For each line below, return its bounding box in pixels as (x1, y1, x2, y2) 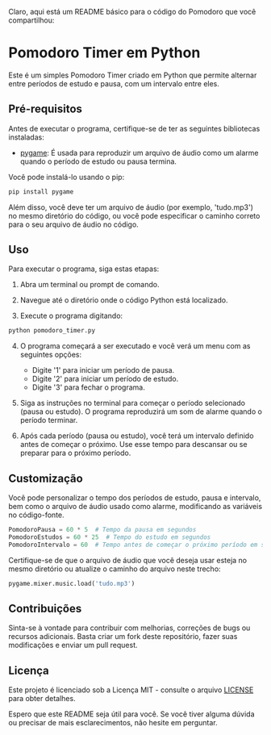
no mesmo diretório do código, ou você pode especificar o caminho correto (8, 211, 261, 220)
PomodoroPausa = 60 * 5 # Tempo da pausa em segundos (8, 526, 197, 534)
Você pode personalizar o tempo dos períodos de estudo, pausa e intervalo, (8, 493, 261, 503)
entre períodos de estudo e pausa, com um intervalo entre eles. (8, 78, 220, 88)
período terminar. (19, 416, 78, 425)
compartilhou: (8, 15, 55, 25)
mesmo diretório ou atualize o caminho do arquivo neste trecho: (8, 564, 221, 574)
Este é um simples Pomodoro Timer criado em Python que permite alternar (8, 70, 257, 80)
